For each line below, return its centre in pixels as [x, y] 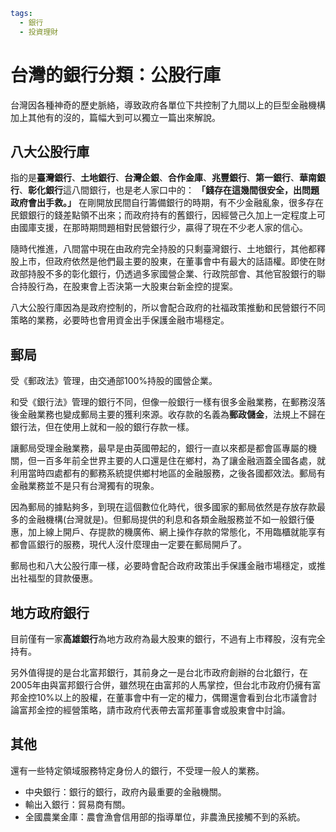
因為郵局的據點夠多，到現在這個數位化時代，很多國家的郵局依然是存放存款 [163, 507]
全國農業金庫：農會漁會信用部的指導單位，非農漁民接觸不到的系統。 [165, 816]
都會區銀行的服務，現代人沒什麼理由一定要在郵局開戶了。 [128, 545]
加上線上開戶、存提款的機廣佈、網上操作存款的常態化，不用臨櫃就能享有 [176, 532]
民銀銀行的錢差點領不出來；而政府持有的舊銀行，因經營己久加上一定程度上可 [168, 215]
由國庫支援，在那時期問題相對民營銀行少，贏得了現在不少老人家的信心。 [159, 228]
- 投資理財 [39, 32]
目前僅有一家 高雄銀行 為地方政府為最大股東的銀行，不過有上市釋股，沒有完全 [168, 638]
